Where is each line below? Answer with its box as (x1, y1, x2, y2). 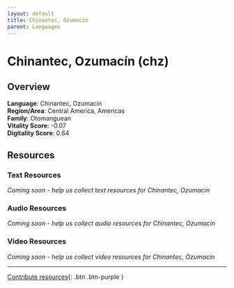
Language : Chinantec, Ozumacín (7, 99, 102, 108)
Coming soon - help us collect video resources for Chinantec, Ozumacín (7, 252, 215, 261)
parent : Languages (7, 23, 61, 30)
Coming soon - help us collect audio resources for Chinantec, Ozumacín (7, 219, 216, 227)
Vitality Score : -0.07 (7, 121, 67, 130)
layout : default (7, 10, 54, 17)
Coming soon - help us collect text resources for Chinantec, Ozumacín (7, 186, 210, 195)
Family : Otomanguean (7, 114, 72, 123)
